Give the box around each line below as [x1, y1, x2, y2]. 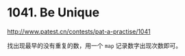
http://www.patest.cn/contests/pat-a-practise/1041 [7, 27, 151, 36]
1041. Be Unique [7, 5, 100, 20]
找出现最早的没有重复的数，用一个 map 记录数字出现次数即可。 [7, 41, 182, 49]
